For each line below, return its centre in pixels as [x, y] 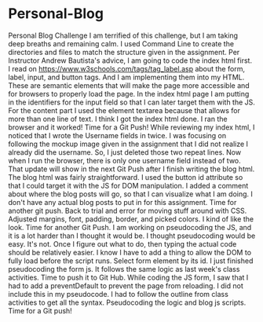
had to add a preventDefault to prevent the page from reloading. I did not [126, 285]
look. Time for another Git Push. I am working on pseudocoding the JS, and [130, 227]
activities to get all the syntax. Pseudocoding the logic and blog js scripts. [127, 302]
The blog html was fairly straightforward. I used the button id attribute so [126, 177]
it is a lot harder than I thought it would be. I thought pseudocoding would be [132, 236]
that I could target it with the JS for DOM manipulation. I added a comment [128, 185]
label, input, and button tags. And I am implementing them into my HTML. [126, 77]
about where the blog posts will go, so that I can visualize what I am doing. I [131, 194]
